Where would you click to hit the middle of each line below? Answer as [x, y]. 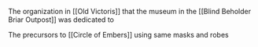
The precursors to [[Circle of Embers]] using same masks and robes [119, 35]
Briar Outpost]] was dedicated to [61, 20]
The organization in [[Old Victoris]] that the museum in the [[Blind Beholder [130, 11]
